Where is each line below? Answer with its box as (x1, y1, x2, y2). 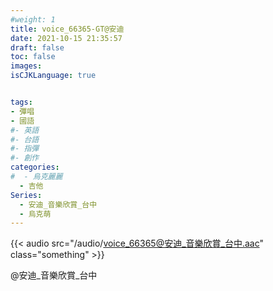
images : (10, 61, 43, 71)
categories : (10, 162, 60, 173)
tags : (10, 97, 33, 107)
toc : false (10, 52, 56, 62)
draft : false (10, 42, 65, 53)
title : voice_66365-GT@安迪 (10, 24, 125, 34)
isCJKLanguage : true (10, 71, 97, 81)
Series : (10, 190, 43, 200)
